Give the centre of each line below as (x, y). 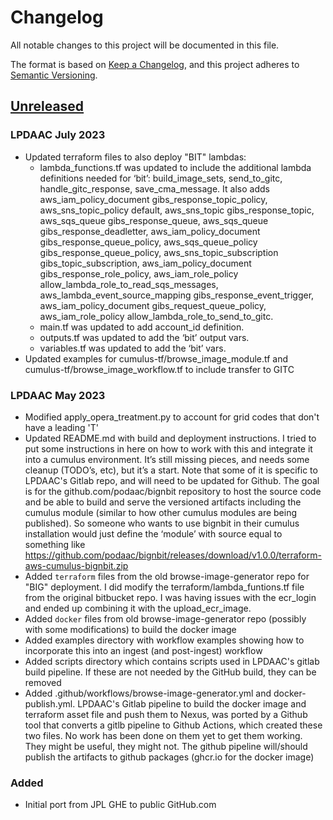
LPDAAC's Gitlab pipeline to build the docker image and (192, 703)
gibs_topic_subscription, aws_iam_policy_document (145, 263)
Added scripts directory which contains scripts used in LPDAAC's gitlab (172, 661)
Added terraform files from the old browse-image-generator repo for (167, 576)
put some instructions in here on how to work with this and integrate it (168, 448)
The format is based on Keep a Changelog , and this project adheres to (155, 64)
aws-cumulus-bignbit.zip (76, 565)
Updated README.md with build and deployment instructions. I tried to (170, 438)
